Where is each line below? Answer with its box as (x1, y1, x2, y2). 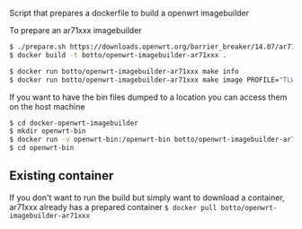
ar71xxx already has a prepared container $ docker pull (9, 201, 218, 212)
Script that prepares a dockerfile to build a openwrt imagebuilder (9, 8, 250, 18)
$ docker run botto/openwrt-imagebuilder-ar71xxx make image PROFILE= (9, 75, 280, 84)
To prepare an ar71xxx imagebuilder (9, 25, 142, 35)
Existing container (9, 168, 114, 183)
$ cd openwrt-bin (9, 144, 75, 153)
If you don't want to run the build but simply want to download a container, (9, 192, 285, 203)
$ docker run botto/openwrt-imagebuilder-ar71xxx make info (9, 66, 240, 75)
